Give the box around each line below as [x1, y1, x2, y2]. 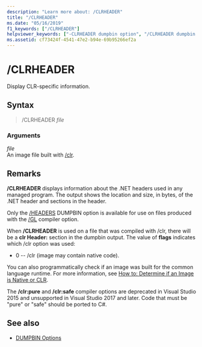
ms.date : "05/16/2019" [7, 20, 64, 26]
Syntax [7, 100, 34, 110]
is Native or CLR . [7, 276, 49, 283]
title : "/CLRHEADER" [7, 14, 59, 20]
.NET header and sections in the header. [7, 197, 107, 205]
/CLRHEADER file [21, 116, 65, 123]
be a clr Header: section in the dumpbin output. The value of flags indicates [7, 233, 196, 241]
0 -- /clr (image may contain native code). [15, 251, 120, 259]
